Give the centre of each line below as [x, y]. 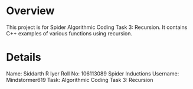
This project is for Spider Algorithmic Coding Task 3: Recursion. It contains [97, 27]
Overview [30, 11]
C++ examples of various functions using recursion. [69, 33]
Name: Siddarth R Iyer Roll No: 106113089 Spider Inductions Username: [93, 73]
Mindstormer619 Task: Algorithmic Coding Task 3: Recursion [80, 80]
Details [24, 57]
